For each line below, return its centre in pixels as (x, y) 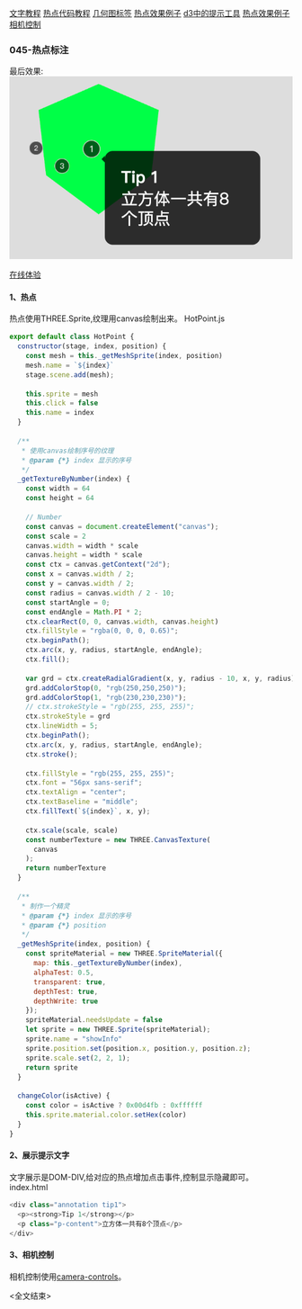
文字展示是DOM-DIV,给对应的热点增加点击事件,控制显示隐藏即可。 (132, 1177)
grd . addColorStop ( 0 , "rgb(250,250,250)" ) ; (106, 688)
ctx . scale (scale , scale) (72, 830)
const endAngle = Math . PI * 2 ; (84, 612)
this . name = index (60, 413)
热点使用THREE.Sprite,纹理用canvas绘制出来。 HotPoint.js (117, 318)
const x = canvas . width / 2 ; (80, 574)
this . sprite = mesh (62, 394)
